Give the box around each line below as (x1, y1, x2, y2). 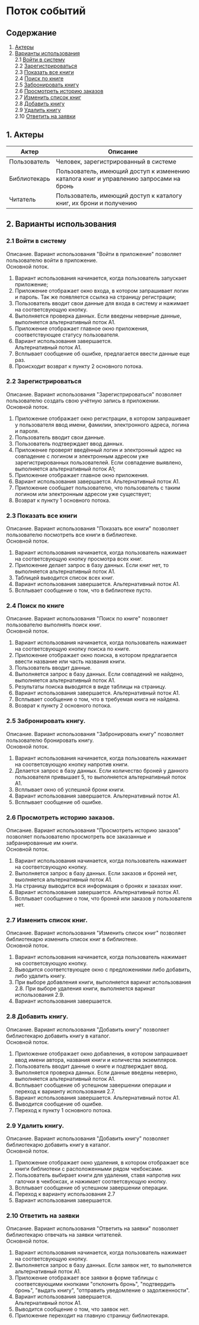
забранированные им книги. (6, 839, 78, 846)
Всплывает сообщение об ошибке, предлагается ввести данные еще (14, 350, 190, 357)
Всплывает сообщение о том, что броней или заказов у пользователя (14, 895, 192, 902)
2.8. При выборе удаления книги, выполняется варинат (14, 985, 156, 992)
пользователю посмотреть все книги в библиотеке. (6, 532, 137, 539)
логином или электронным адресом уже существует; (14, 490, 152, 497)
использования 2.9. (14, 991, 65, 998)
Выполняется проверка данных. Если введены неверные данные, (14, 312, 182, 319)
